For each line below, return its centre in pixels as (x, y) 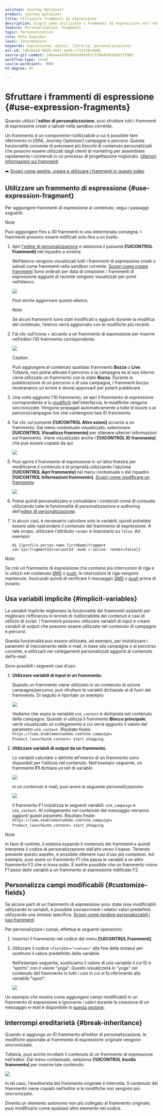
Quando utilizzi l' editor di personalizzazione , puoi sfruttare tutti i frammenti (81, 120)
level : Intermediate (26, 41)
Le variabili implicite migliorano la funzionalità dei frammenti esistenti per (78, 611)
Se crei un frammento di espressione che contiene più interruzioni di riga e (80, 568)
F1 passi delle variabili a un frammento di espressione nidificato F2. (72, 870)
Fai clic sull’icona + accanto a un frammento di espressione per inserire (83, 334)
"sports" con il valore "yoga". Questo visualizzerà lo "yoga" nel (75, 968)
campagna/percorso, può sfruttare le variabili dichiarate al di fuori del (81, 690)
